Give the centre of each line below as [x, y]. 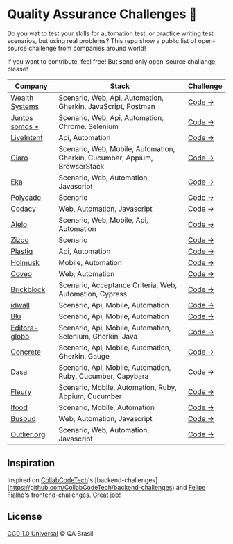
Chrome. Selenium [89, 126]
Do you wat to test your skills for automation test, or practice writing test [110, 33]
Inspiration [31, 463]
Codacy [23, 209]
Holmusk [25, 262]
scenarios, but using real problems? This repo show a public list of [102, 40]
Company [31, 86]
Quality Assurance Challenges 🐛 [102, 14]
